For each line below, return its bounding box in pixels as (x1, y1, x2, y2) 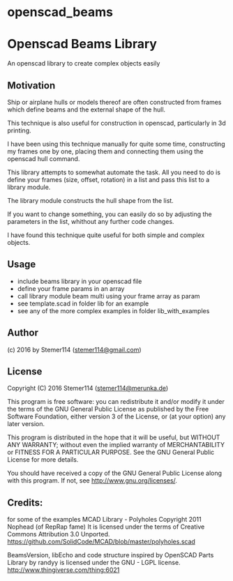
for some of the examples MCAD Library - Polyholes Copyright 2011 (7, 515, 202, 524)
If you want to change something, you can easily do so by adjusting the (7, 210, 212, 218)
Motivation (7, 80, 56, 91)
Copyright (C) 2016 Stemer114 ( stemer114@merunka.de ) (7, 384, 169, 393)
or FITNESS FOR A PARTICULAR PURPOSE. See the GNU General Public (7, 448, 215, 457)
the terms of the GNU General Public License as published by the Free (7, 405, 209, 414)
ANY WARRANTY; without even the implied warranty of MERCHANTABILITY (7, 441, 225, 449)
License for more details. (7, 455, 79, 464)
